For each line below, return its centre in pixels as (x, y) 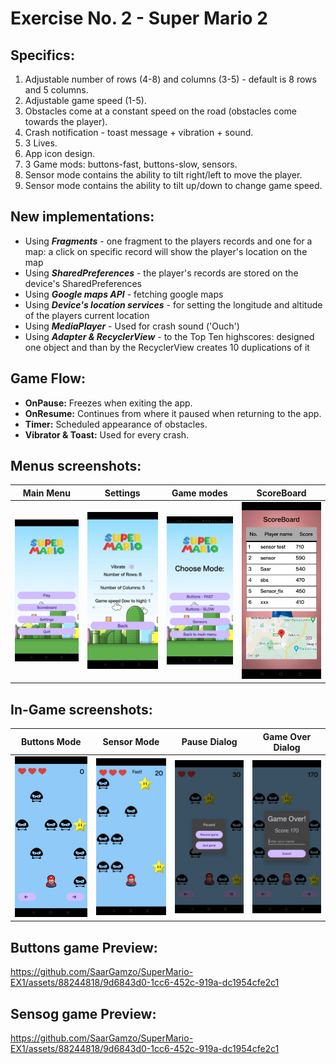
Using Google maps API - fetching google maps (124, 294)
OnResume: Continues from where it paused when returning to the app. (173, 413)
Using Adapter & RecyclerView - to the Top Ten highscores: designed (169, 336)
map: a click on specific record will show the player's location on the (166, 251)
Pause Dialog (209, 742)
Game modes (199, 493)
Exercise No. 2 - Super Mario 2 (139, 18)
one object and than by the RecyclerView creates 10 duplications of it (167, 347)
